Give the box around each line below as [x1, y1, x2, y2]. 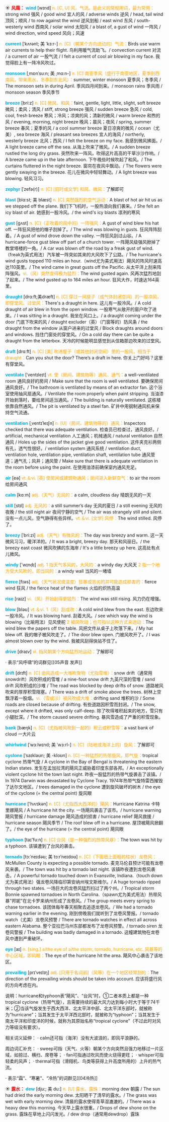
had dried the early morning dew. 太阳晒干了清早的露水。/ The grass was [5, 1092, 157, 1098]
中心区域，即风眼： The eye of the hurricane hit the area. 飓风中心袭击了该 [5, 952, 158, 958]
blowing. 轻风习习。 [5, 176, 46, 181]
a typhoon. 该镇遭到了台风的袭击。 [5, 843, 77, 849]
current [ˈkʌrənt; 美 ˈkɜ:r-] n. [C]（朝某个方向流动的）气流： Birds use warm [5, 41, 160, 47]
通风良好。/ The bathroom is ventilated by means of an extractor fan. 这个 [5, 385, 158, 390]
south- [136, 18, 151, 23]
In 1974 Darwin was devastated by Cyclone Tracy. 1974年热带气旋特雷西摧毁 [5, 778, 163, 783]
